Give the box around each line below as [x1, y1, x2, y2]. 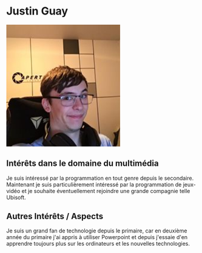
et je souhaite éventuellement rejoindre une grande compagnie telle [21, 187, 190, 194]
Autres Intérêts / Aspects [6, 211, 104, 222]
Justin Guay [6, 4, 69, 18]
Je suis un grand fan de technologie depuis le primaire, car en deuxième [6, 227, 187, 234]
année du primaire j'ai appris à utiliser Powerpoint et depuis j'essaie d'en [6, 234, 188, 241]
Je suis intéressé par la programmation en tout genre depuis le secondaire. [6, 174, 194, 182]
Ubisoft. [6, 194, 26, 201]
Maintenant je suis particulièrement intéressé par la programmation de [6, 180, 182, 188]
